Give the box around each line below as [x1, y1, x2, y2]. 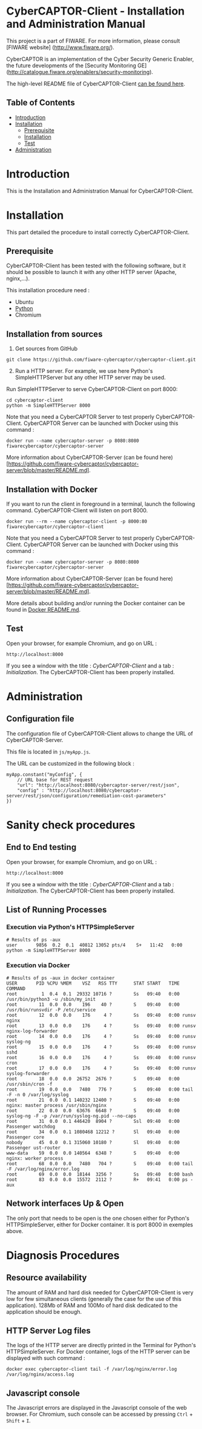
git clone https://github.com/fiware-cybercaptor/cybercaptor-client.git [6, 356, 197, 363]
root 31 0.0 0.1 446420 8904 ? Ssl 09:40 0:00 [6, 1118, 180, 1124]
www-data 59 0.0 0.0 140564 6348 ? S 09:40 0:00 [6, 1150, 180, 1156]
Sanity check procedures [6, 818, 135, 832]
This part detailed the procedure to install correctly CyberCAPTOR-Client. [6, 229, 189, 236]
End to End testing [6, 842, 77, 852]
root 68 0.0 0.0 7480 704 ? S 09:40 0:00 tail [6, 1160, 194, 1166]
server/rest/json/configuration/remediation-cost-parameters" [6, 792, 166, 798]
